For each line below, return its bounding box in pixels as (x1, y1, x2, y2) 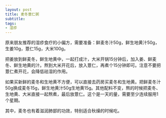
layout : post (5, 7, 32, 12)
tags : (5, 21, 16, 26)
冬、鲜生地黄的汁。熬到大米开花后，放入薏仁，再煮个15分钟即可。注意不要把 (5, 62, 161, 68)
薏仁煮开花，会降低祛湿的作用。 (5, 68, 70, 74)
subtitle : (5, 16, 26, 21)
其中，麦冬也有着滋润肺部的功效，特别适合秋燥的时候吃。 (5, 108, 122, 114)
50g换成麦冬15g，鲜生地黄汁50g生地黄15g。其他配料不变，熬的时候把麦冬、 (5, 85, 161, 91)
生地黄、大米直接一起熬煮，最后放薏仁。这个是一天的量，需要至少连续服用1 (5, 91, 159, 97)
